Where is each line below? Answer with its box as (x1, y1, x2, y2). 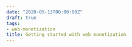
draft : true (6, 15, 36, 21)
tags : (6, 20, 20, 26)
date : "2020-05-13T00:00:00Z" (6, 9, 83, 15)
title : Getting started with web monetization (6, 32, 127, 38)
